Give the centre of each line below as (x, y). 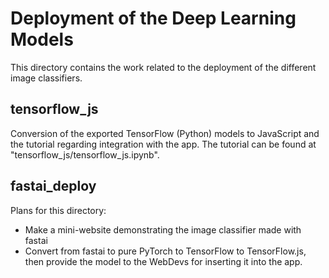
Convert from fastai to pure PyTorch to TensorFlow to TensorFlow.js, (165, 251)
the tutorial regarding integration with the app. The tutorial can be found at (163, 144)
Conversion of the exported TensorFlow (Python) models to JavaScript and (165, 133)
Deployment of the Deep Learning (153, 18)
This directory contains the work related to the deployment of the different (163, 67)
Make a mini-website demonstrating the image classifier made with (163, 229)
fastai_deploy (53, 186)
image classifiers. (46, 78)
